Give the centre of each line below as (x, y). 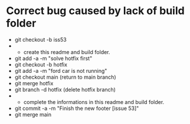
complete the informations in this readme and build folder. (94, 102)
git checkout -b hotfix (41, 64)
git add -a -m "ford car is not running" (61, 71)
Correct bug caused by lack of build (95, 11)
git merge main (33, 114)
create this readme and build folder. (67, 52)
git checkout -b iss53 (40, 39)
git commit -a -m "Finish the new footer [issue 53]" (77, 108)
